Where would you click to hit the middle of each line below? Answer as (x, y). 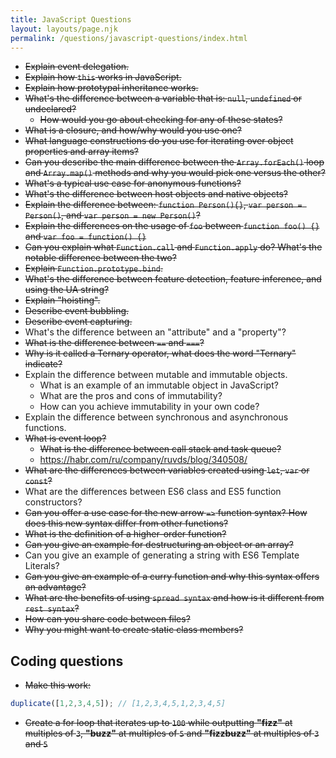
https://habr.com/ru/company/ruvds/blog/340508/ (143, 460)
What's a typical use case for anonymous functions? (133, 183)
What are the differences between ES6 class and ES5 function (153, 492)
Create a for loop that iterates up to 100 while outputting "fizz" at (158, 723)
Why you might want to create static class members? (134, 630)
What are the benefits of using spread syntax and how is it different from (174, 598)
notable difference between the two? (100, 258)
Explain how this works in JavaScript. (103, 77)
